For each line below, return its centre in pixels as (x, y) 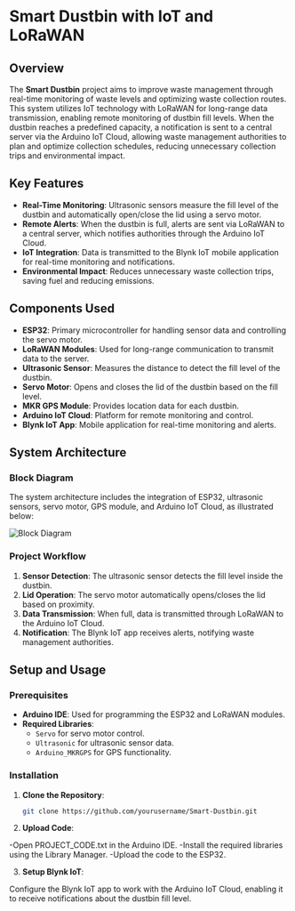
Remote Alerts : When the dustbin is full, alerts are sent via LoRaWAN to (153, 223)
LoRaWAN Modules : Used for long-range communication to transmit (147, 349)
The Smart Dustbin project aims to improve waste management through (141, 89)
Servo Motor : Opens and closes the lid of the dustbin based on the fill (150, 387)
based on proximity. (58, 604)
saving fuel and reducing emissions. (88, 280)
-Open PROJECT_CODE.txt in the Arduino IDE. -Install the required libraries (146, 845)
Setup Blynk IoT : (53, 872)
